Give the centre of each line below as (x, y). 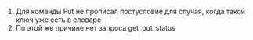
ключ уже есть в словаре (58, 20)
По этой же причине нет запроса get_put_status (96, 28)
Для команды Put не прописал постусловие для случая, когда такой (130, 11)
